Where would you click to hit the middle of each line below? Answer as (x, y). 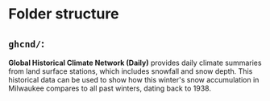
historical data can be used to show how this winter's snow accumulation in (134, 80)
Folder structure (64, 14)
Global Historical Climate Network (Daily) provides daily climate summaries (135, 63)
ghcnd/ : (27, 44)
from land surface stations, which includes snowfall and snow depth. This (131, 71)
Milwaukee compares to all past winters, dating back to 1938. (110, 88)
